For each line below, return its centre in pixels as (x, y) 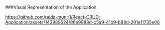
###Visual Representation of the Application (51, 7)
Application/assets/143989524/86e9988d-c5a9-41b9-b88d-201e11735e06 (82, 22)
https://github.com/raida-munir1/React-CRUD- (53, 17)
